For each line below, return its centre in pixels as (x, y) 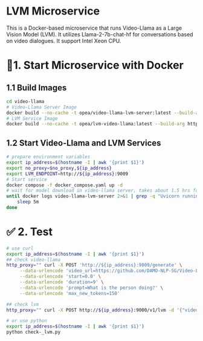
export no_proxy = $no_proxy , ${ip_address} (59, 168)
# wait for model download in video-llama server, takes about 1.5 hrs (98, 191)
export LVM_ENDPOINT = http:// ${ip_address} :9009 (67, 174)
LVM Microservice (53, 11)
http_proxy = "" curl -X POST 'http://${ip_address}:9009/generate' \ (94, 265)
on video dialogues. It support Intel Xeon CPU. (64, 41)
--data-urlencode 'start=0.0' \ (60, 277)
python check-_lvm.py (34, 332)
